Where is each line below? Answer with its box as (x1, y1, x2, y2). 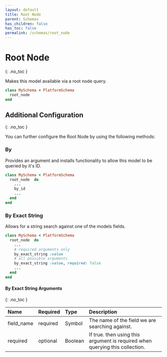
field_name (7, 320, 34, 327)
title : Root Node (5, 12, 41, 17)
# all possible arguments (14, 256, 68, 261)
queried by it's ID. (5, 163, 41, 169)
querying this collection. (88, 344, 145, 351)
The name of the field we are (88, 317, 157, 324)
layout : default (5, 7, 39, 12)
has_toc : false (5, 26, 37, 31)
